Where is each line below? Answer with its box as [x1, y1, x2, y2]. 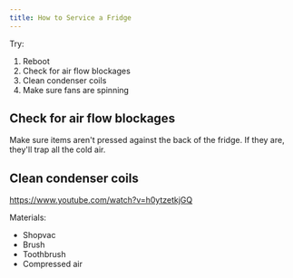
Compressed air [22, 259, 83, 270]
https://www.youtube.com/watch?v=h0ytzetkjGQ [9, 195, 193, 206]
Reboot [22, 55, 50, 66]
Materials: [9, 212, 47, 223]
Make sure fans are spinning [22, 84, 130, 95]
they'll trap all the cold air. [9, 144, 106, 155]
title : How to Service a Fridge [9, 13, 132, 23]
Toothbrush [22, 249, 66, 260]
